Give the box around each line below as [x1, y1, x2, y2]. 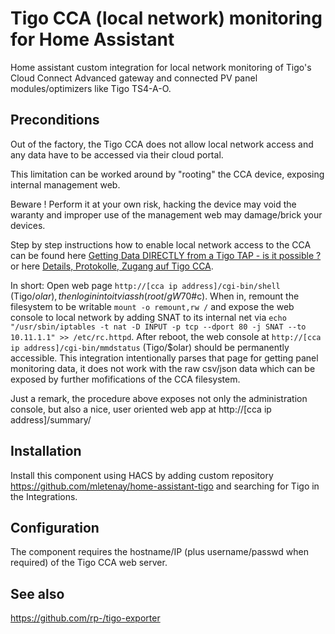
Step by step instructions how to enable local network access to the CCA [10, 238, 312, 251]
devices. [10, 219, 46, 231]
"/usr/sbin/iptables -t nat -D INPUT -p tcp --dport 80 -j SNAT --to [10, 322, 307, 332]
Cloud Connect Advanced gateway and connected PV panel [10, 72, 258, 84]
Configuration [10, 519, 100, 536]
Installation [10, 443, 82, 460]
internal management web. [10, 178, 121, 191]
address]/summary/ [10, 413, 92, 426]
